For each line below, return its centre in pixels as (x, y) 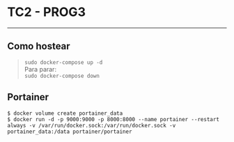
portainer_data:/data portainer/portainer (70, 132)
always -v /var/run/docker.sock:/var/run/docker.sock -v (92, 125)
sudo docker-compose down (62, 76)
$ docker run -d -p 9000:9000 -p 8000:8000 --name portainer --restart (113, 119)
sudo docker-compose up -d (63, 62)
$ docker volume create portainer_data (65, 113)
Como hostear (39, 46)
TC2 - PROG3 (46, 12)
